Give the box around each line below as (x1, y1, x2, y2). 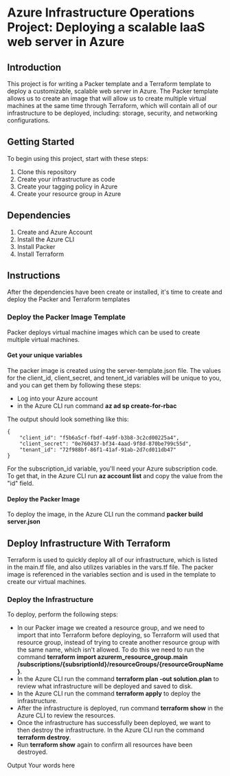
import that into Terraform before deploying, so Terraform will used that (16, 631, 220, 639)
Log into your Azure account (16, 394, 98, 402)
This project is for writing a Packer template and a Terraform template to (7, 80, 211, 87)
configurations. (7, 116, 50, 125)
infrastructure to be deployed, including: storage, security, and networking (7, 109, 218, 117)
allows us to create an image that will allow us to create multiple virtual (7, 94, 207, 103)
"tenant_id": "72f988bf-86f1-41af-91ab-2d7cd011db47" (19, 446, 176, 453)
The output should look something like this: (7, 415, 129, 423)
